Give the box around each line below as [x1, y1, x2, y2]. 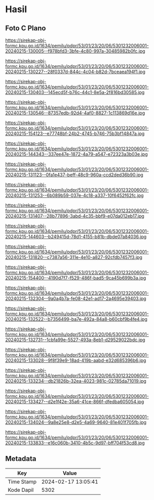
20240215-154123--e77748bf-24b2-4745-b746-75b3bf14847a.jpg [5, 130, 145, 137]
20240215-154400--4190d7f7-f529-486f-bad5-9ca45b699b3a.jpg [5, 275, 146, 281]
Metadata [5, 454, 36, 463]
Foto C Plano [5, 24, 46, 32]
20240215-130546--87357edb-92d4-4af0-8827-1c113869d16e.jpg [5, 110, 145, 116]
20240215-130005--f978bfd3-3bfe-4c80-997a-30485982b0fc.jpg [5, 48, 145, 54]
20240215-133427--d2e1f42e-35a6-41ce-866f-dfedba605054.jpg [5, 398, 144, 405]
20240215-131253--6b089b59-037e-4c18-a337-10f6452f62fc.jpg [5, 192, 144, 198]
